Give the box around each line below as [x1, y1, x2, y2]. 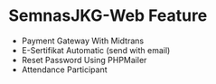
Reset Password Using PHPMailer [21, 54, 147, 65]
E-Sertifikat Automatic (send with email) [21, 44, 171, 55]
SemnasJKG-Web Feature [8, 5, 208, 26]
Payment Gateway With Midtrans [21, 35, 145, 46]
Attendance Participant [21, 64, 108, 75]
